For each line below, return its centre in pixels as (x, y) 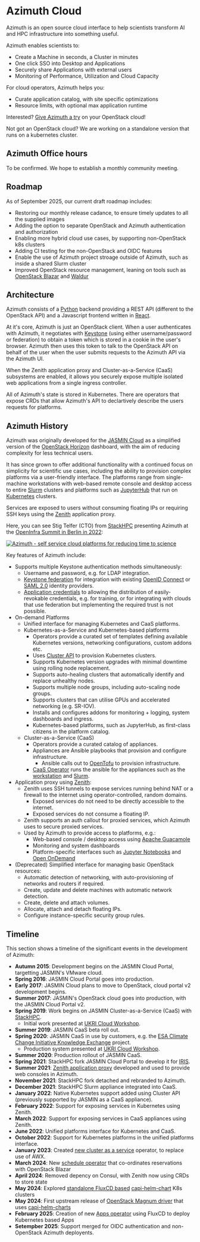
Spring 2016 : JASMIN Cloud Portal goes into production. (84, 979)
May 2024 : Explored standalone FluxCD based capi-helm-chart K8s (99, 1188)
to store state (31, 1182)
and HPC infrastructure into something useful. (62, 33)
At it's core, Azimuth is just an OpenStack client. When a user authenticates (99, 327)
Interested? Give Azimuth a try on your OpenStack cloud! (76, 117)
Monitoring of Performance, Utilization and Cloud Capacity (87, 76)
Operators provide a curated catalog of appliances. (95, 744)
